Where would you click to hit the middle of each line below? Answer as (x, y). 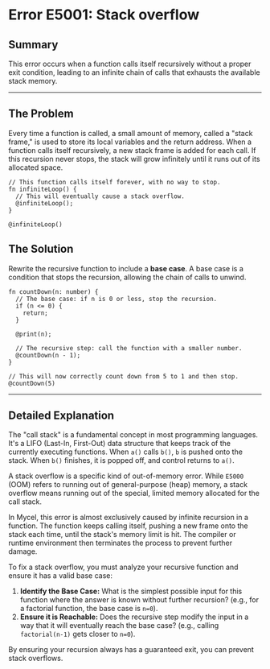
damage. (23, 551)
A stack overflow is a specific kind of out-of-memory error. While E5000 (126, 476)
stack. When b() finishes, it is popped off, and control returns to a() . (121, 460)
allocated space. (36, 167)
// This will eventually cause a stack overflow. (100, 196)
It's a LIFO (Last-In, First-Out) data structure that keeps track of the (120, 444)
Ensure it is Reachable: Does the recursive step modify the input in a (134, 617)
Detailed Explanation (61, 416)
